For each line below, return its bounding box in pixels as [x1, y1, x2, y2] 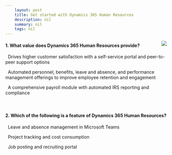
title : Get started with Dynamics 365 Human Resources [14, 12, 134, 17]
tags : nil [14, 27, 36, 32]
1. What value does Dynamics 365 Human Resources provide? [5, 42, 140, 49]
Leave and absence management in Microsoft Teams [7, 124, 120, 130]
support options [16, 59, 50, 65]
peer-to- [146, 54, 165, 60]
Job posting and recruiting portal [7, 144, 77, 150]
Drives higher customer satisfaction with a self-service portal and [7, 54, 146, 60]
